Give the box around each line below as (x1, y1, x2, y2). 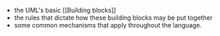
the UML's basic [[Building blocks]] (13, 6, 116, 14)
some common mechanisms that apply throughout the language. (13, 21, 202, 29)
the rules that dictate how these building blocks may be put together (13, 13, 213, 22)
